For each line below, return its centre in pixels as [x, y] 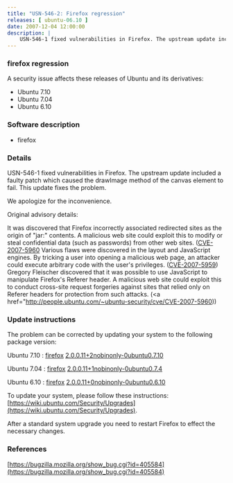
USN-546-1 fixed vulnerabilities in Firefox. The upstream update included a [114, 173]
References [27, 449]
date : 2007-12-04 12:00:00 [46, 26]
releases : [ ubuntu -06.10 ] [48, 20]
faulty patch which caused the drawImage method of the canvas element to [115, 180]
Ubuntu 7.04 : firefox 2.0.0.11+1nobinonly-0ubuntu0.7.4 [85, 369]
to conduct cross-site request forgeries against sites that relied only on [109, 287]
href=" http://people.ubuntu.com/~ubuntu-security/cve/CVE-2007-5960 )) [112, 301]
